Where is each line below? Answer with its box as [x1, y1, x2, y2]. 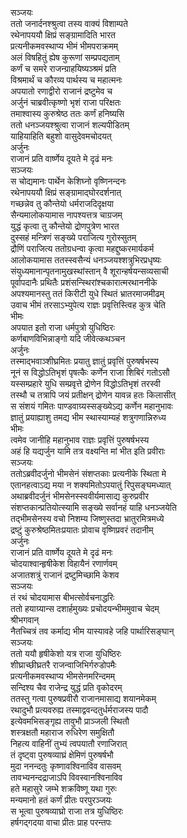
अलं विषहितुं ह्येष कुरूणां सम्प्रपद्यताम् [10, 52, 120, 63]
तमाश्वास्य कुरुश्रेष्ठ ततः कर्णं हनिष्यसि [10, 108, 125, 119]
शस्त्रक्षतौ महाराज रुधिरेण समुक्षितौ [10, 727, 115, 738]
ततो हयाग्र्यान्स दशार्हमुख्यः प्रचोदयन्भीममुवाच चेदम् [10, 603, 160, 614]
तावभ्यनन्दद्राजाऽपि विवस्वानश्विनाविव [10, 772, 123, 783]
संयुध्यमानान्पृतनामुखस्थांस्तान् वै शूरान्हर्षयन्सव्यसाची [10, 265, 169, 277]
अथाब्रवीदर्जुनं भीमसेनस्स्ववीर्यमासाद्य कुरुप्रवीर [10, 490, 149, 502]
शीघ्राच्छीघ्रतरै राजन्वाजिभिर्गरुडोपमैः [10, 659, 117, 671]
